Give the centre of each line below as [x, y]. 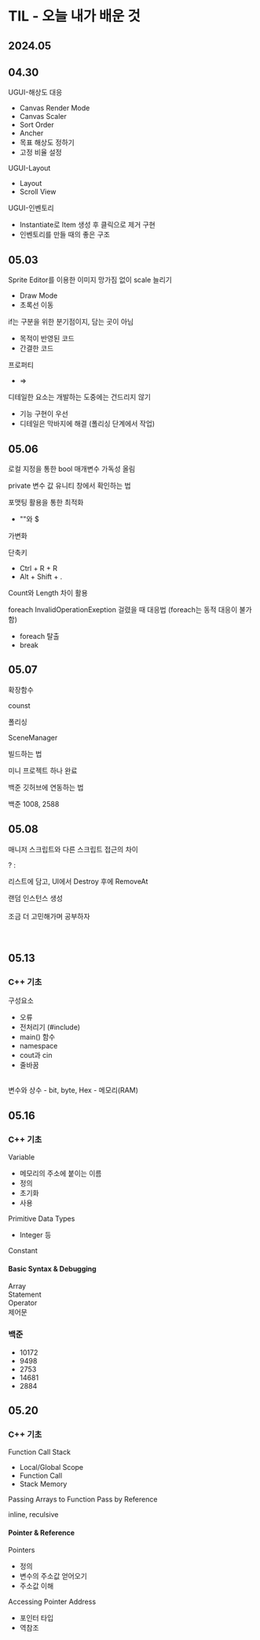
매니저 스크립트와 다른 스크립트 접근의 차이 [73, 849]
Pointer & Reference [42, 1532]
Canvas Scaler [43, 117]
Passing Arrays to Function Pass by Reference [83, 1499]
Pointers [22, 1550]
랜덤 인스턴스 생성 [35, 898]
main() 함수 [37, 1037]
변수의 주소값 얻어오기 [53, 1576]
